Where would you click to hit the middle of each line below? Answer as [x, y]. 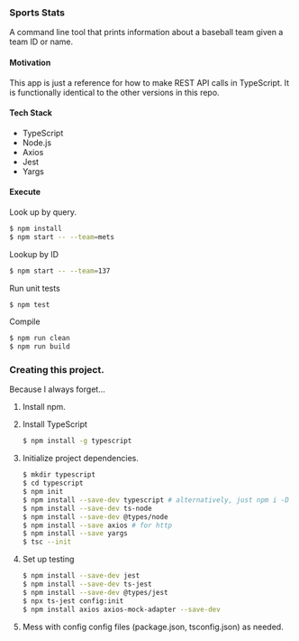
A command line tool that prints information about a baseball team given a [146, 33]
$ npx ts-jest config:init [73, 601]
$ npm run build [40, 347]
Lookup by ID [34, 254]
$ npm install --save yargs [75, 534]
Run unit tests [35, 288]
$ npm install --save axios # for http [97, 525]
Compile [25, 321]
